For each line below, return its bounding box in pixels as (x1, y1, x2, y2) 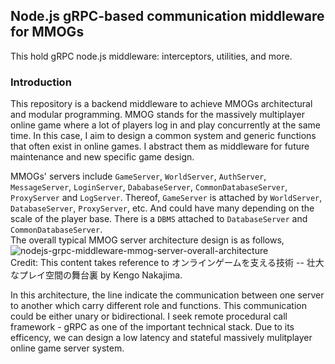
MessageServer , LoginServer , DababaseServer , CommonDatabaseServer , (10, 181, 288, 193)
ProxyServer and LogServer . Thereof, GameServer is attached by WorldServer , (10, 192, 323, 204)
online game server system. (10, 342, 125, 354)
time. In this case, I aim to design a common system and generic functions (10, 130, 317, 142)
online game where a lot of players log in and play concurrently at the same (10, 119, 321, 131)
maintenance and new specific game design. (10, 151, 195, 163)
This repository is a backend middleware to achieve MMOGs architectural (10, 98, 313, 110)
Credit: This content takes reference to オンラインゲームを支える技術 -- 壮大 (10, 257, 325, 269)
